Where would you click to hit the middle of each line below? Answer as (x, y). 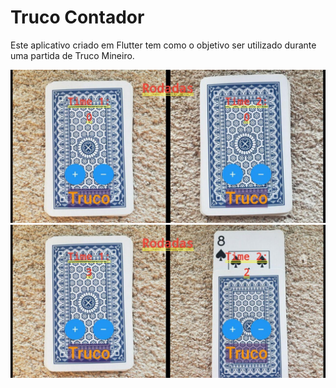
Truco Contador (77, 17)
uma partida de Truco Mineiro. (72, 55)
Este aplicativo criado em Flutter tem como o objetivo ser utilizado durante (163, 45)
